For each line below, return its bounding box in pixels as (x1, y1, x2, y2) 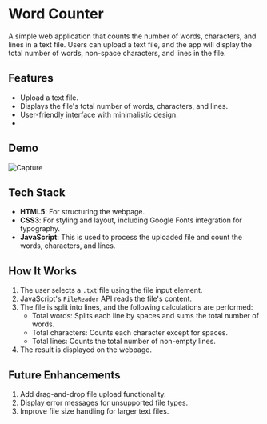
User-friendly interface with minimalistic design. (19, 110, 178, 119)
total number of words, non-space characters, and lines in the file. (8, 48, 226, 58)
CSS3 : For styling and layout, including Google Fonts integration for (19, 215, 242, 225)
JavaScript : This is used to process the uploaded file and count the (19, 233, 242, 242)
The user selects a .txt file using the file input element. (19, 286, 203, 295)
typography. (19, 224, 61, 234)
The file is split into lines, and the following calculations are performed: (19, 302, 253, 312)
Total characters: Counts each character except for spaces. (31, 328, 229, 338)
